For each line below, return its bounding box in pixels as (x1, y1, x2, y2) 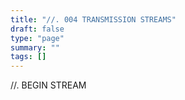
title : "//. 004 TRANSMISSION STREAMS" (10, 14, 177, 25)
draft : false (10, 24, 65, 34)
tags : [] (10, 52, 47, 62)
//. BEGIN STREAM (10, 79, 87, 91)
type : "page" (10, 33, 65, 43)
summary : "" (10, 42, 60, 53)
